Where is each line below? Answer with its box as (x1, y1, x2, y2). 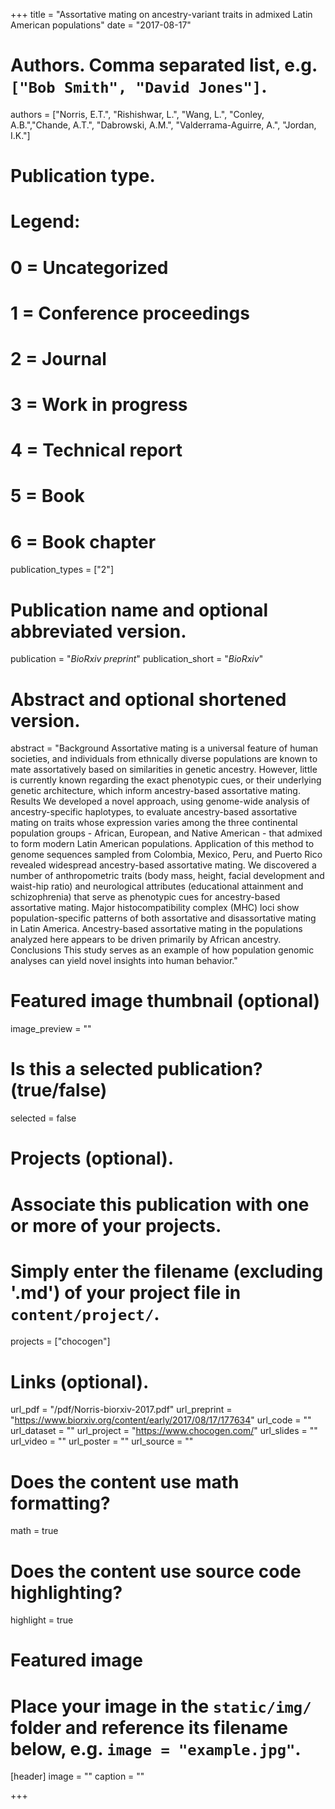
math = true (10, 1525, 59, 1537)
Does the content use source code (10, 1560, 302, 1583)
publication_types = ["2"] (10, 564, 114, 576)
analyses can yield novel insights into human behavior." (10, 955, 238, 967)
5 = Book (10, 485, 85, 508)
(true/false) (10, 1079, 108, 1102)
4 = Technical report (10, 439, 183, 462)
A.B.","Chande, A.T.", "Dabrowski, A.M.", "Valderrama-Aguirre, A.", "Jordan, (10, 119, 317, 131)
